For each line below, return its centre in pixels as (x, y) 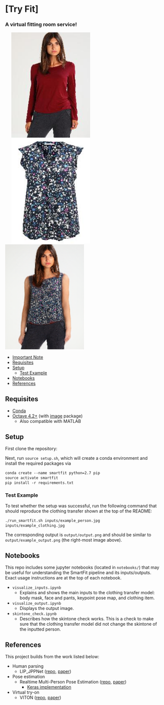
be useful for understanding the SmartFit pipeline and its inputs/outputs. (78, 573)
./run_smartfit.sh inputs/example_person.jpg (52, 521)
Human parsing (28, 666)
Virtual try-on (26, 692)
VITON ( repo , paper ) (40, 698)
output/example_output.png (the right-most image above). (64, 540)
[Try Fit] (22, 9)
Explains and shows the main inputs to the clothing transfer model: (87, 593)
